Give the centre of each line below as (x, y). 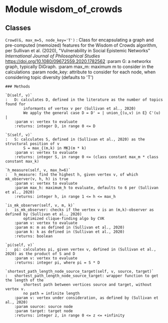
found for (16, 104)
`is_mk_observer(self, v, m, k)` (40, 205)
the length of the (24, 280)
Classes (18, 28)
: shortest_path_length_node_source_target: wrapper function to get (82, 276)
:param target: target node (44, 311)
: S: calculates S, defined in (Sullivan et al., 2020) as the (75, 139)
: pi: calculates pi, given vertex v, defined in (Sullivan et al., (81, 250)
